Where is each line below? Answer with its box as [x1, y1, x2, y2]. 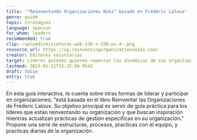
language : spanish [6, 25, 51, 31]
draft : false [6, 69, 38, 74]
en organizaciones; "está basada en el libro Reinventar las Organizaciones [6, 96, 186, 103]
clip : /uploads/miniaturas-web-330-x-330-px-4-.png [6, 42, 135, 47]
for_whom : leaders [6, 30, 51, 36]
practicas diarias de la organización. [6, 127, 94, 135]
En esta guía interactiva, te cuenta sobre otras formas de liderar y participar [6, 90, 189, 97]
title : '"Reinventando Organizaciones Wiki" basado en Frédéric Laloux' [6, 8, 188, 15]
